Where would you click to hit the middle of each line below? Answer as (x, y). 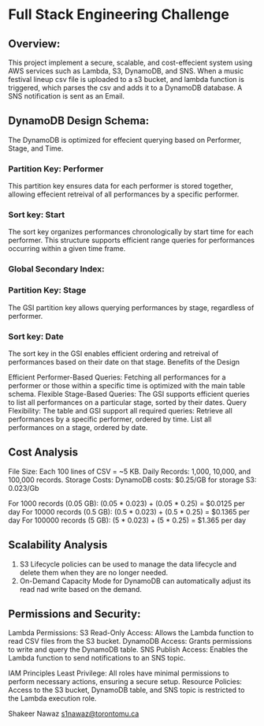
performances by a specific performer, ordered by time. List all (110, 419)
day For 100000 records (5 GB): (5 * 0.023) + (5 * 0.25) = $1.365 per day (127, 520)
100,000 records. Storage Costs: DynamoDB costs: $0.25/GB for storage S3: (132, 480)
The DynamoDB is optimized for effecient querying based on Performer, (125, 140)
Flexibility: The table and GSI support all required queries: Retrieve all (120, 410)
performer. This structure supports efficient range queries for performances (131, 240)
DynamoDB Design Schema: (79, 121)
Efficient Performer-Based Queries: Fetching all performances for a (117, 377)
